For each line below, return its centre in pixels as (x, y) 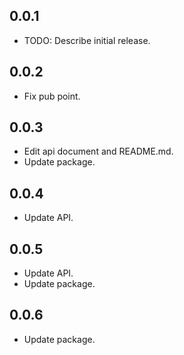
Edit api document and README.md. (98, 151)
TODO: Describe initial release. (87, 40)
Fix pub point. (52, 96)
